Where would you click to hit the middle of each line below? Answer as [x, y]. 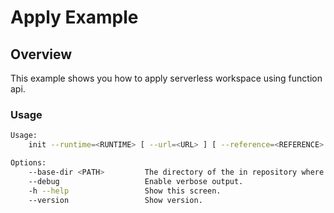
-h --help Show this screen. [125, 191]
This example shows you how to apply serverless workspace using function [166, 78]
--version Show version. [115, 200]
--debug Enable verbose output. [136, 181]
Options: [28, 163]
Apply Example [74, 17]
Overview [41, 54]
